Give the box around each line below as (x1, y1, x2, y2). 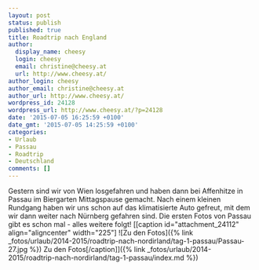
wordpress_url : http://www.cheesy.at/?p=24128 (8, 107, 163, 115)
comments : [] (8, 165, 51, 173)
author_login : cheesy (8, 77, 79, 85)
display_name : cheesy (15, 48, 86, 56)
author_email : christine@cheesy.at (8, 84, 125, 93)
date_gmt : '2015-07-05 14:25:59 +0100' (8, 121, 139, 129)
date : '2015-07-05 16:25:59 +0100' (8, 114, 125, 122)
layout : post (8, 11, 51, 20)
